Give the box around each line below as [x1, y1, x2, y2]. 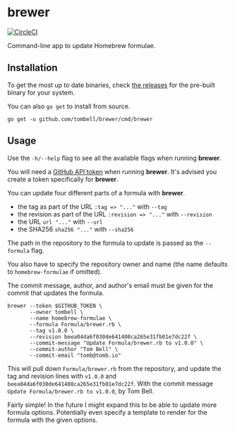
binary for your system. [7, 88, 76, 96]
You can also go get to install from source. [7, 102, 131, 110]
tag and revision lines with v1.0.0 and [7, 372, 117, 380]
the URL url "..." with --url [17, 217, 103, 226]
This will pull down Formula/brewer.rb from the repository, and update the [7, 364, 222, 372]
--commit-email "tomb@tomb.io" [29, 352, 121, 359]
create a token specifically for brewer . [7, 175, 119, 183]
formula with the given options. [7, 415, 97, 424]
